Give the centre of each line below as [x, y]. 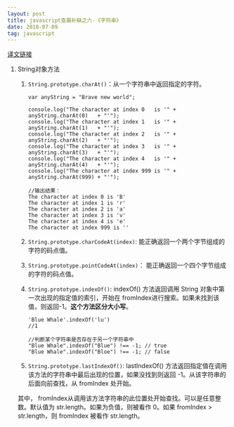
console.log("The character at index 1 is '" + [102, 122]
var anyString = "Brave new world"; [82, 98]
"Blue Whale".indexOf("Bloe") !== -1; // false [99, 352]
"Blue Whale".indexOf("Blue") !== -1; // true [97, 346]
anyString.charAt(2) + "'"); [74, 140]
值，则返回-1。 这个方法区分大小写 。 [80, 307]
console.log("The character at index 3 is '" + [102, 147]
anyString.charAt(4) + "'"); [74, 165]
